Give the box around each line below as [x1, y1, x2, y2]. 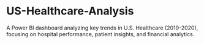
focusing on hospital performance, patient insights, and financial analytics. [6, 30, 195, 37]
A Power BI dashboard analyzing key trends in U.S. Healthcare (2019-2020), [6, 24, 198, 31]
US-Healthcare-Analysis [6, 4, 134, 18]
